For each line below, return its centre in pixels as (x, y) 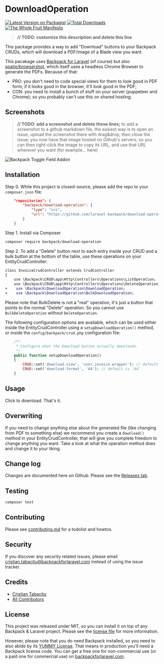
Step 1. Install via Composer (33, 233)
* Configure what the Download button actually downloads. (77, 346)
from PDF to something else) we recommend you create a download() (75, 433)
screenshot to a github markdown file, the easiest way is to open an (85, 129)
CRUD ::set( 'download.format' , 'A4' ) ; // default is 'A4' (82, 369)
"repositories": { (32, 201)
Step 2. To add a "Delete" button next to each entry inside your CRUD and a (81, 251)
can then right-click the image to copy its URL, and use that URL (82, 145)
